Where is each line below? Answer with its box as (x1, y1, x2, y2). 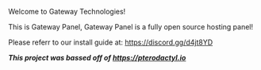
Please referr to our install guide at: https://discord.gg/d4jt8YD (8, 37, 213, 47)
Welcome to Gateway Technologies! (8, 7, 126, 16)
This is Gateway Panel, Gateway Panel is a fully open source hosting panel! (8, 22, 254, 31)
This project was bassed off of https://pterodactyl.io (8, 53, 186, 62)
